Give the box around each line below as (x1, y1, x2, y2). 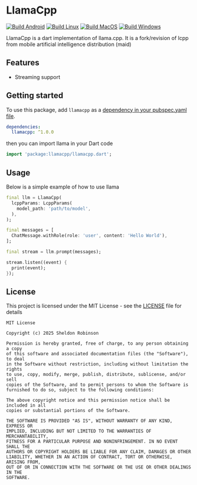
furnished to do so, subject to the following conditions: (6, 387, 155, 393)
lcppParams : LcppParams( (11, 200, 73, 206)
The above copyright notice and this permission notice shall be (6, 397, 170, 404)
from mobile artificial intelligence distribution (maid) (6, 41, 132, 48)
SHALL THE (6, 444, 31, 450)
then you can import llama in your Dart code (6, 140, 113, 147)
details (6, 309, 22, 316)
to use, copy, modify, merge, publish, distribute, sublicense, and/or (6, 372, 186, 378)
